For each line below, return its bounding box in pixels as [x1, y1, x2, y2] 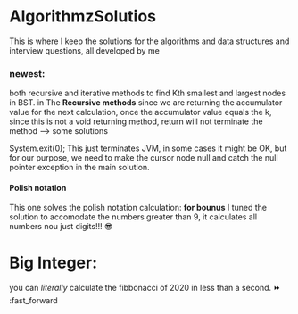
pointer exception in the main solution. [9, 162, 150, 173]
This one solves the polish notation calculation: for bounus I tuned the [9, 202, 268, 213]
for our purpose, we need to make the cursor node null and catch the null [9, 153, 278, 163]
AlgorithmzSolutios [9, 6, 157, 27]
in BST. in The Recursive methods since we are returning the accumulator [9, 97, 283, 108]
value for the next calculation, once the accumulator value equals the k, [9, 107, 272, 118]
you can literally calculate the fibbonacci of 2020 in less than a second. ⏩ [9, 283, 281, 293]
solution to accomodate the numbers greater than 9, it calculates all [9, 211, 258, 222]
